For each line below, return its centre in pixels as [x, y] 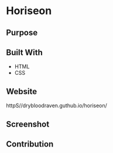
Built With [24, 52]
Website [21, 92]
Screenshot [28, 124]
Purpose [22, 33]
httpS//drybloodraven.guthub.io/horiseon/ [56, 106]
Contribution [30, 144]
